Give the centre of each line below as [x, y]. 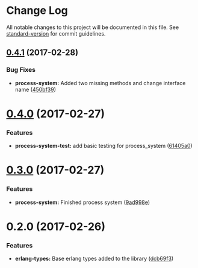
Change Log [37, 11]
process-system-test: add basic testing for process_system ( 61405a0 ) [104, 146]
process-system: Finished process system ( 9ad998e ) [82, 202]
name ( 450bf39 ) [35, 89]
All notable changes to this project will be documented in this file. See [93, 27]
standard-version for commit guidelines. [56, 33]
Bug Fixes [21, 70]
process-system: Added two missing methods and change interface [100, 83]
